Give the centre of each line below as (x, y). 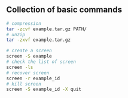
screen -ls (20, 67)
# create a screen (29, 51)
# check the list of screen (41, 62)
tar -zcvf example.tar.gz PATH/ (46, 29)
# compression (24, 23)
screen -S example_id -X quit (44, 89)
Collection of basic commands (64, 10)
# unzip (16, 34)
